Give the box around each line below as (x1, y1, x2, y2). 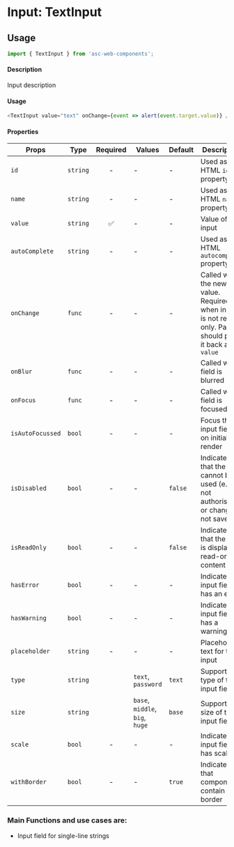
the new (200, 279, 227, 289)
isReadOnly (10, 544, 47, 551)
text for (200, 646, 224, 656)
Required (95, 145, 127, 155)
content (200, 560, 226, 570)
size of (200, 708, 223, 717)
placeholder (10, 648, 51, 655)
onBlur (10, 367, 33, 376)
